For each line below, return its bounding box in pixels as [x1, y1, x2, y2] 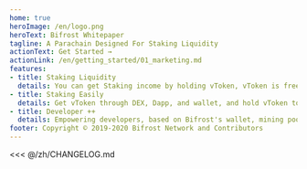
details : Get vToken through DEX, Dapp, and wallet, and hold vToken [17, 98, 288, 108]
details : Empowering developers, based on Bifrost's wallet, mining [17, 115, 284, 124]
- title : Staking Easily [9, 90, 104, 99]
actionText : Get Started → [9, 48, 112, 57]
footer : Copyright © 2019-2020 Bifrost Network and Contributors [9, 124, 263, 133]
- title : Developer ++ [9, 107, 96, 116]
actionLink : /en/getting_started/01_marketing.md [9, 56, 203, 65]
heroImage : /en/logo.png [9, 22, 104, 31]
